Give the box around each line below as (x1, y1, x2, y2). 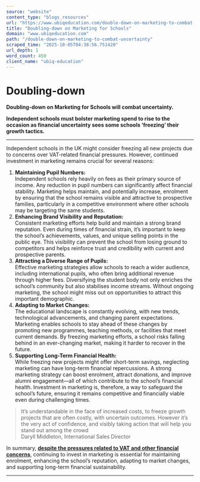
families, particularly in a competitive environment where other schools (14, 200, 189, 208)
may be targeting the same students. (14, 207, 105, 214)
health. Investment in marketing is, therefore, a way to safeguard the (14, 384, 183, 391)
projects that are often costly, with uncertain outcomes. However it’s (20, 414, 189, 421)
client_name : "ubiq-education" (6, 58, 84, 64)
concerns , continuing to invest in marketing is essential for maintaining (6, 451, 180, 458)
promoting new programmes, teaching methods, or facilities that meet (14, 327, 186, 334)
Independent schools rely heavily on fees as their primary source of (14, 175, 181, 182)
